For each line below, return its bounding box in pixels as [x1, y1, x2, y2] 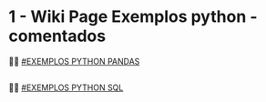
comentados [8, 25, 107, 46]
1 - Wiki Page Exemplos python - [8, 6, 258, 27]
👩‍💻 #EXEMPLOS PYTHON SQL [8, 82, 124, 93]
